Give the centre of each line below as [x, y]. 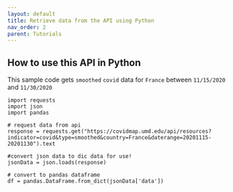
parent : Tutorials [35, 34]
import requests [31, 100]
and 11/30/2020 [30, 87]
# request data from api [44, 125]
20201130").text [31, 144]
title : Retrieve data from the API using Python [81, 21]
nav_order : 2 [27, 27]
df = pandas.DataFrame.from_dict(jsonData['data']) [86, 181]
